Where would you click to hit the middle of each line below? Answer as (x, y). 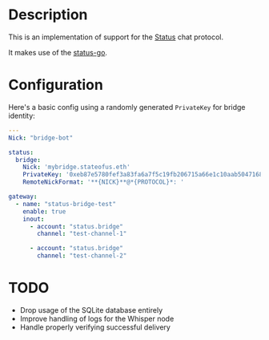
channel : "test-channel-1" (82, 234)
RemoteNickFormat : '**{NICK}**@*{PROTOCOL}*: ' (103, 182)
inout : (34, 219)
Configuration (56, 85)
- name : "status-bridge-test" (66, 204)
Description (48, 15)
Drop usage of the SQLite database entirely (91, 310)
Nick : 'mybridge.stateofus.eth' (76, 167)
